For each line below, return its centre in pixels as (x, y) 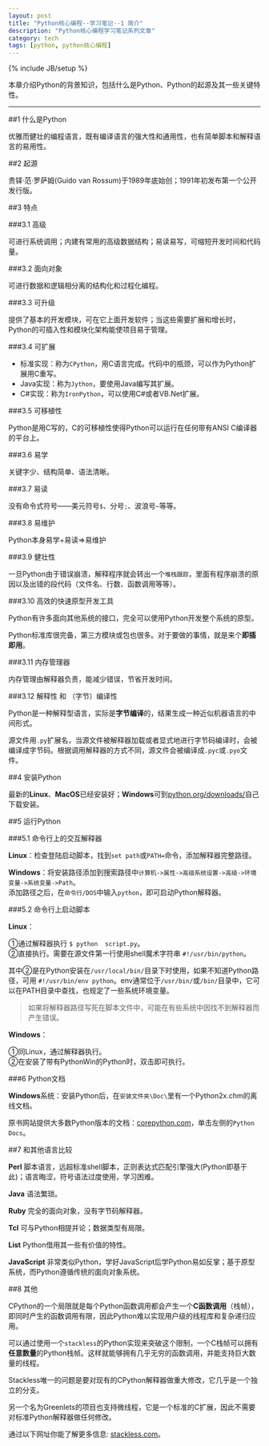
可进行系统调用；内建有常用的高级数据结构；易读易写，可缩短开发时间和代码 (134, 242)
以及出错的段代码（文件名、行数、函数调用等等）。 (97, 584)
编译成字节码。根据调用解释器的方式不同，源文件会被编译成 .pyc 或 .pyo (124, 751)
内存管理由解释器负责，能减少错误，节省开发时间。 (92, 679)
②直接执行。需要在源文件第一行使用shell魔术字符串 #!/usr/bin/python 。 (129, 953)
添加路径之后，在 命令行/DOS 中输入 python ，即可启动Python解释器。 (117, 892)
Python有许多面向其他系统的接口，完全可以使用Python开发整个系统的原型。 (133, 618)
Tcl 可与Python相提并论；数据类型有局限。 (79, 1228)
